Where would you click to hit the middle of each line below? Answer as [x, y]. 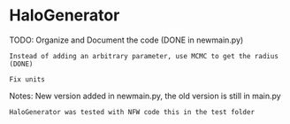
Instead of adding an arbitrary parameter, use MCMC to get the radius [144, 56]
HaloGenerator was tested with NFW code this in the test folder [132, 112]
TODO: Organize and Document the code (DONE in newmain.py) [126, 40]
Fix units [27, 79]
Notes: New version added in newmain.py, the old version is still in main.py [145, 96]
